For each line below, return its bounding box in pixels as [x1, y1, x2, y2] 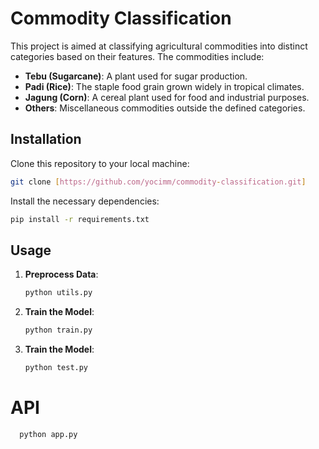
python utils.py [24, 288, 93, 298]
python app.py [19, 429, 78, 439]
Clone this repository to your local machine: [10, 157, 190, 169]
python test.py [24, 363, 89, 373]
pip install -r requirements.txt [10, 214, 150, 224]
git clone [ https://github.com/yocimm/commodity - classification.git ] [10, 177, 307, 187]
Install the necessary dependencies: [10, 195, 160, 207]
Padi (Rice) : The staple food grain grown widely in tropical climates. [24, 80, 305, 92]
